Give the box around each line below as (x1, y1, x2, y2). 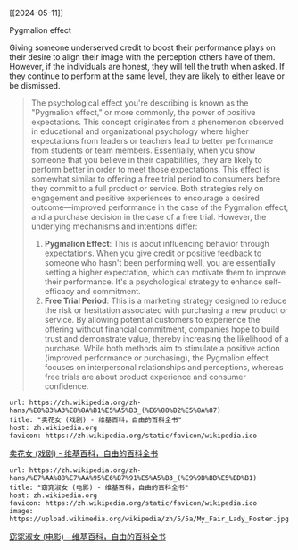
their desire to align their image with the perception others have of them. (9, 52, 276, 62)
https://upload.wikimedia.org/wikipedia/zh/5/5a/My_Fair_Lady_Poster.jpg (9, 514, 290, 523)
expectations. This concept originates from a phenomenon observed (30, 116, 284, 127)
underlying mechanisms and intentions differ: (30, 221, 198, 232)
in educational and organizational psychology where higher (30, 126, 250, 137)
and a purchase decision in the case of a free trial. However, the (30, 212, 267, 222)
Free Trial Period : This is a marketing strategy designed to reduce (44, 295, 287, 306)
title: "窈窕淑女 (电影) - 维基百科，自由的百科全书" (9, 483, 189, 492)
